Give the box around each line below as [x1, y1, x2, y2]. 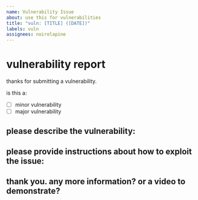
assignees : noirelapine [6, 32, 66, 38]
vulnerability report [6, 58, 106, 72]
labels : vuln [6, 25, 39, 32]
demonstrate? [6, 186, 60, 196]
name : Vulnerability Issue [6, 8, 74, 15]
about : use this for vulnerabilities [6, 15, 101, 21]
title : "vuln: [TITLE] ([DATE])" [6, 20, 91, 26]
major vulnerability [14, 108, 62, 115]
